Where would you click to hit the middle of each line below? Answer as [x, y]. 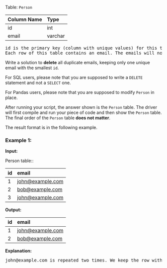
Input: [11, 151]
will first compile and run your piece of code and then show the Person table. [83, 112]
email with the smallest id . [32, 68]
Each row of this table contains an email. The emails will [80, 53]
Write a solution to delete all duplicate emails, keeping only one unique [78, 62]
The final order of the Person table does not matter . [58, 118]
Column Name [25, 19]
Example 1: [18, 140]
